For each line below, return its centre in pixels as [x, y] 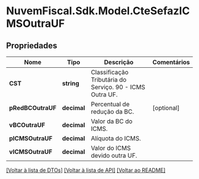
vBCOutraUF [27, 125]
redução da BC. [113, 112]
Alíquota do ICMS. [116, 138]
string [71, 83]
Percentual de [110, 104]
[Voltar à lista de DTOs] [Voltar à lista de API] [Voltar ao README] [86, 170]
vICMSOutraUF [31, 152]
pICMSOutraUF [31, 138]
